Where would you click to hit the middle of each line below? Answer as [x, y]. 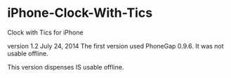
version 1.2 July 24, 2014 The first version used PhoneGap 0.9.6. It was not [115, 46]
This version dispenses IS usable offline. [66, 67]
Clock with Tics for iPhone [45, 32]
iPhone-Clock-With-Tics [80, 13]
